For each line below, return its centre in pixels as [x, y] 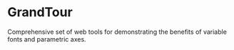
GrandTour [40, 12]
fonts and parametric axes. [47, 39]
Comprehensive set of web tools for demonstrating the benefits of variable [117, 32]
